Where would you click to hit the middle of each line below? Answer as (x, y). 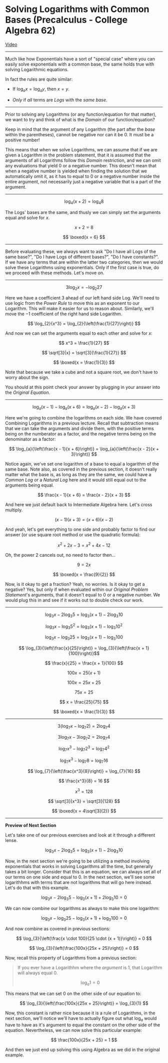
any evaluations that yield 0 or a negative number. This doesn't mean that (81, 165)
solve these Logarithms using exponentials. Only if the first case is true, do (82, 267)
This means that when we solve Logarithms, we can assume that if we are (81, 149)
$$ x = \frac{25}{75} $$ (84, 702)
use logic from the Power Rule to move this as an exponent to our (72, 303)
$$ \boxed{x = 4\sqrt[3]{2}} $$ (84, 811)
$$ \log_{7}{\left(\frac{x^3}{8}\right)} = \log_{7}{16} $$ (84, 771)
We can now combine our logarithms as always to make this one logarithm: (82, 908)
